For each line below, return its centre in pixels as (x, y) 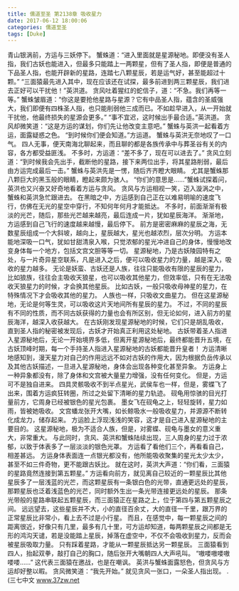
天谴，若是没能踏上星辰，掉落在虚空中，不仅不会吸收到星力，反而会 (132, 535)
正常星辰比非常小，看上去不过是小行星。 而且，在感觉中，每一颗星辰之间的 (117, 518)
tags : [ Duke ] (27, 34)
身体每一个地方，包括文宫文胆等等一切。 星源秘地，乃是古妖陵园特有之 (117, 251)
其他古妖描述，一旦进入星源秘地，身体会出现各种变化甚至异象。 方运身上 (120, 367)
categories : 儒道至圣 (37, 27)
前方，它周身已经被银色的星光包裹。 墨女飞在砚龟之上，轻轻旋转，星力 (117, 402)
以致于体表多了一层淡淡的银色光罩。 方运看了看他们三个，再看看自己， (123, 446)
